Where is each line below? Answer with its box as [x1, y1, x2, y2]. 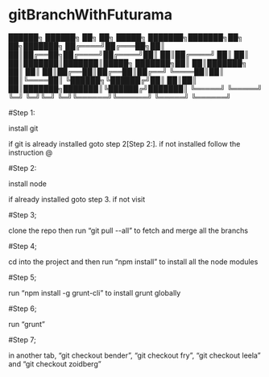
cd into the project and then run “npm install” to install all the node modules [8, 256, 259, 267]
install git [8, 123, 39, 133]
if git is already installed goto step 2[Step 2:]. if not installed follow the [8, 139, 241, 148]
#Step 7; [8, 334, 36, 344]
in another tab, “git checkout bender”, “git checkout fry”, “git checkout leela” [8, 350, 261, 360]
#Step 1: [8, 107, 35, 118]
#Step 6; [8, 304, 37, 313]
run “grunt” [8, 319, 46, 329]
